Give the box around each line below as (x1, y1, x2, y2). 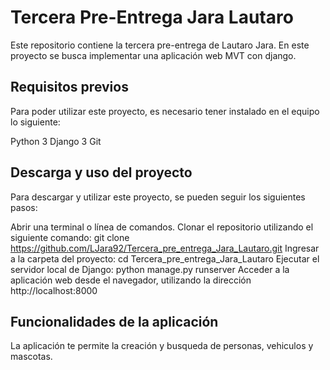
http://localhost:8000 (10, 284, 98, 296)
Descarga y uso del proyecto (10, 164, 193, 181)
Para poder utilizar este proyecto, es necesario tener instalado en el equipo (10, 105, 320, 117)
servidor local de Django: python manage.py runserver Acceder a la (10, 263, 290, 275)
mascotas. (10, 351, 53, 363)
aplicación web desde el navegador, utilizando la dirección (10, 274, 252, 286)
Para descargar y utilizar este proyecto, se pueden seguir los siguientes (10, 191, 306, 203)
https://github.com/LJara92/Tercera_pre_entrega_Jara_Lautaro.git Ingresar (10, 242, 320, 254)
